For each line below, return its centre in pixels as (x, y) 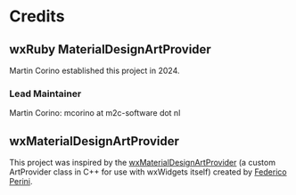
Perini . (21, 182)
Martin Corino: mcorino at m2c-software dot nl (95, 113)
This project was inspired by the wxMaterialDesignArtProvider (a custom (143, 163)
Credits (37, 16)
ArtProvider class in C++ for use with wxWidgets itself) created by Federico (148, 172)
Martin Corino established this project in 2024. (95, 70)
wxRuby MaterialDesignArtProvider (110, 49)
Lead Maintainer (45, 93)
